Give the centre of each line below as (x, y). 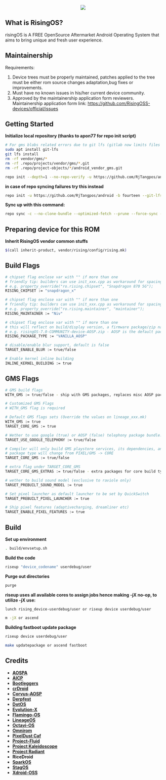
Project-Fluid (26, 741)
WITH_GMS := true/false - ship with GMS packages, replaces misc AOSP (79, 395)
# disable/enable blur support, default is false (57, 345)
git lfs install (22, 154)
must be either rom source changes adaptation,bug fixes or (73, 82)
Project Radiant (28, 751)
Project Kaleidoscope (35, 746)
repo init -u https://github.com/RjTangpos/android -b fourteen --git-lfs (84, 195)
